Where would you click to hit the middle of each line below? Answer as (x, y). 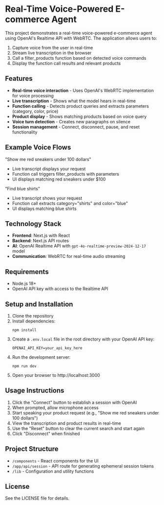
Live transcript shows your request (47, 198)
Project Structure (32, 449)
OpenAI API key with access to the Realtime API (60, 289)
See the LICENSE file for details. (37, 498)
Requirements (27, 272)
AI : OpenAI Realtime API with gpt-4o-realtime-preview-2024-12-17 (79, 246)
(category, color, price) (35, 111)
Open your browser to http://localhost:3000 (56, 375)
